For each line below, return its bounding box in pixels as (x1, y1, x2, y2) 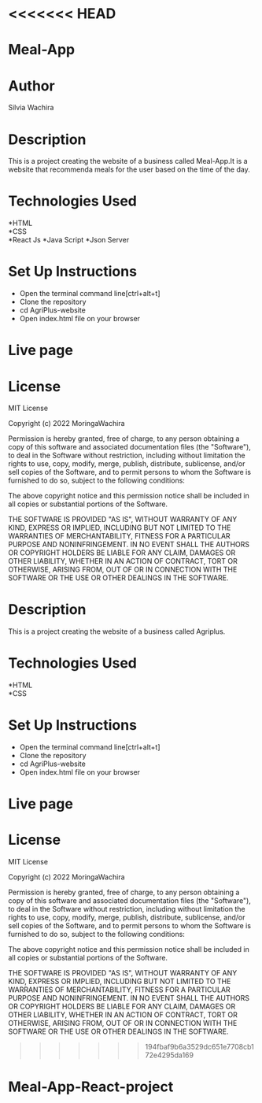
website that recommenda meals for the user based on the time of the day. (8, 165, 250, 174)
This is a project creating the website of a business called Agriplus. (8, 627, 226, 636)
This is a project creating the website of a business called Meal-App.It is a (8, 157, 248, 166)
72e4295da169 (145, 1050, 194, 1060)
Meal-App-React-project (8, 1078, 174, 1096)
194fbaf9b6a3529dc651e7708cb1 (145, 1042, 254, 1052)
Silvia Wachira (8, 103, 54, 113)
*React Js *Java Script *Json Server (8, 235, 130, 245)
